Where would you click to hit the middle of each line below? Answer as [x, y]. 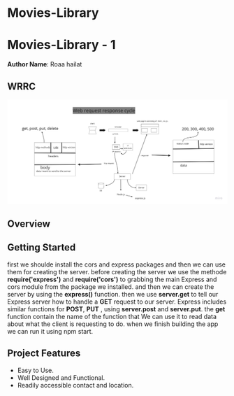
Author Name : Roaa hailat [45, 64]
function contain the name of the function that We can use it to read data [112, 316]
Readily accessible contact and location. [75, 385]
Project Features [44, 354]
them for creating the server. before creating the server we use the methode [117, 271]
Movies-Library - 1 [62, 45]
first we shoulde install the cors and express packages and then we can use [116, 264]
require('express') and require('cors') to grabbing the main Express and [112, 279]
